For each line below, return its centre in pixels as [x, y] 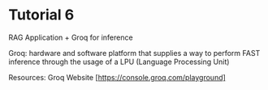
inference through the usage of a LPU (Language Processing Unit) [119, 62]
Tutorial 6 [41, 15]
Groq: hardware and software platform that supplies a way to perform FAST [134, 53]
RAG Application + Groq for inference [71, 37]
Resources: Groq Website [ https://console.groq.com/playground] [117, 77]
